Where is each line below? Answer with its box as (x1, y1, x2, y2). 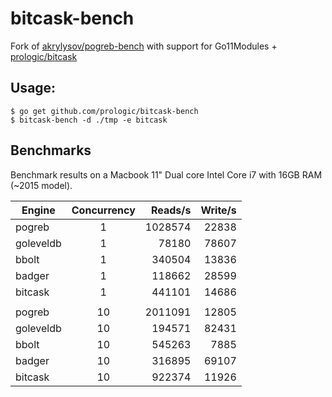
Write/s (200, 203, 237, 217)
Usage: (10, 80, 57, 97)
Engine (21, 203, 56, 217)
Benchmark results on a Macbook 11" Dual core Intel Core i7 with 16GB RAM (10, 168, 323, 181)
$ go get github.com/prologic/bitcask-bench (10, 106, 199, 116)
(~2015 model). (10, 179, 73, 191)
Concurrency (71, 203, 136, 217)
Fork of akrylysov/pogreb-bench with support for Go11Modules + (10, 40, 278, 52)
